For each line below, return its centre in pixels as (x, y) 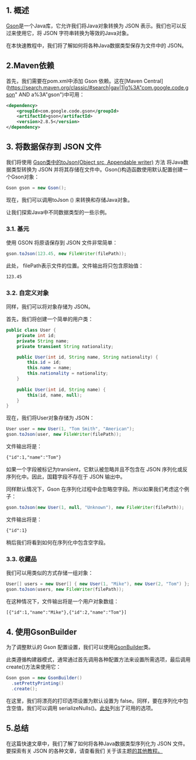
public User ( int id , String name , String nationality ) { (87, 357)
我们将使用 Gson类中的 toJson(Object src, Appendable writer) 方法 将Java (95, 162)
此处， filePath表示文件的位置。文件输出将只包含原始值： (75, 266)
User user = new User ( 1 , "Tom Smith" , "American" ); (70, 429)
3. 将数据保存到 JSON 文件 (54, 147)
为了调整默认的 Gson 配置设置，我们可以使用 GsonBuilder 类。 (80, 647)
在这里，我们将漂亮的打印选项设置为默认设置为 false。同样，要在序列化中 (94, 701)
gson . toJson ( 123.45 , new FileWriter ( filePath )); (66, 253)
